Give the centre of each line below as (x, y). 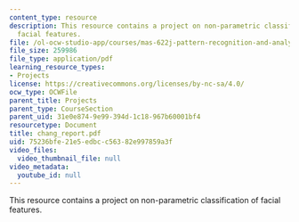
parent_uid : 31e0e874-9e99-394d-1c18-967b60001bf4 (105, 117)
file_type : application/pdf (61, 59)
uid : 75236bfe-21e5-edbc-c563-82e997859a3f (91, 142)
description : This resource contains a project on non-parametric (135, 26)
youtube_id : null (49, 175)
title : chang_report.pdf (55, 134)
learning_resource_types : (57, 68)
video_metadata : (39, 167)
